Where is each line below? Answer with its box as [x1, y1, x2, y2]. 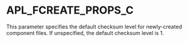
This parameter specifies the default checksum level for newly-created [6, 23, 183, 30]
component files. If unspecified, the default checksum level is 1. [6, 29, 164, 36]
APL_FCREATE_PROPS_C [6, 4, 134, 17]
